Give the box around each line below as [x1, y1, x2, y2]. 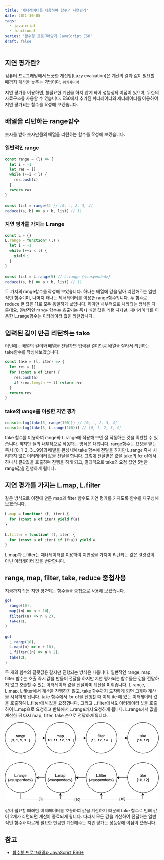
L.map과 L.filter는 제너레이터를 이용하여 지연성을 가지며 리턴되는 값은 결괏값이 [5, 552, 155, 558]
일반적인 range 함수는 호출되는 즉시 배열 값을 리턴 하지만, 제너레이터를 [19, 307, 154, 313]
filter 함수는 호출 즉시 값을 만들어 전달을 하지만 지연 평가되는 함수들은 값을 [5, 676, 146, 682]
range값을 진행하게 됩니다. [5, 465, 56, 471]
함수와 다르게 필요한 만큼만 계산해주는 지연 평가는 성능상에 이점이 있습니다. [14, 820, 157, 826]
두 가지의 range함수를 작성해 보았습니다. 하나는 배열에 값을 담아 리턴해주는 [5, 289, 148, 295]
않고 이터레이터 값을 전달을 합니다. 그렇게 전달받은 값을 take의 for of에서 [18, 453, 157, 459]
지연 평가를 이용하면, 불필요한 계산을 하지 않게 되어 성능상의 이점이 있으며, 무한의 [5, 89, 159, 95]
